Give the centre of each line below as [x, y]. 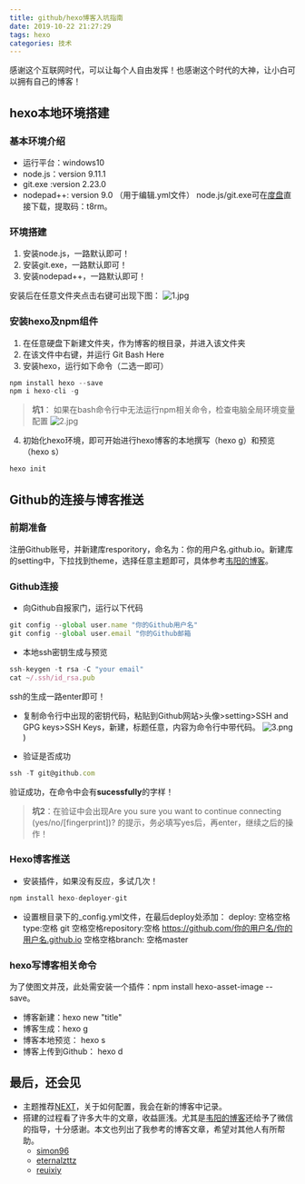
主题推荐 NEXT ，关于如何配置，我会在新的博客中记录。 [124, 1106]
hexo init [28, 469]
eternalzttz [56, 1160]
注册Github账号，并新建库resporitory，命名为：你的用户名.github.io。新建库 [151, 549]
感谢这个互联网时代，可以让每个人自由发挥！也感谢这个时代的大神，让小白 [148, 70]
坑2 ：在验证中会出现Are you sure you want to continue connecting [156, 811]
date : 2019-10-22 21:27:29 [60, 26]
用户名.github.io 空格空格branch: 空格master [105, 939]
